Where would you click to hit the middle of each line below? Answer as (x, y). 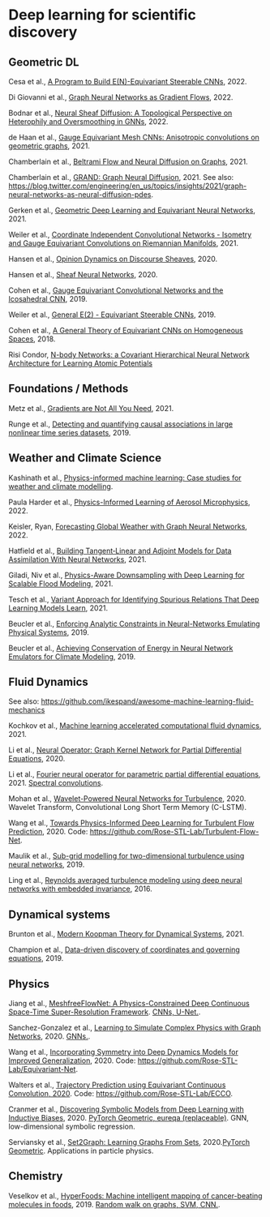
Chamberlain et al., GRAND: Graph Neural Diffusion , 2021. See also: (121, 177)
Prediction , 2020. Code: (48, 832)
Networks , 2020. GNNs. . (49, 1036)
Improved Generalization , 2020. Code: (72, 1061)
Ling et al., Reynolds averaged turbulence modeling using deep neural (125, 881)
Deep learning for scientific (102, 15)
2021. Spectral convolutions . (56, 783)
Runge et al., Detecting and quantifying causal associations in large (121, 424)
